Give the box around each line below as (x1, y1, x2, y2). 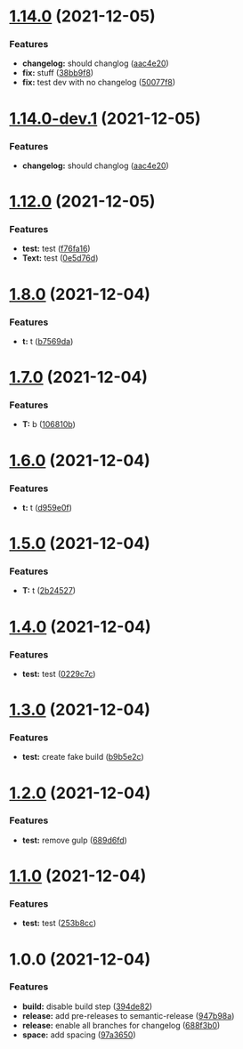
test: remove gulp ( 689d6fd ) (21, 835, 127, 845)
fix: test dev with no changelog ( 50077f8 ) (21, 77, 176, 88)
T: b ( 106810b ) (21, 419, 76, 430)
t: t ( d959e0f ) (21, 502, 73, 512)
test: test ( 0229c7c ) (21, 668, 96, 679)
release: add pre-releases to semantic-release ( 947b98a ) (21, 1010, 235, 1021)
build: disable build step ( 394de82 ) (21, 1001, 153, 1012)
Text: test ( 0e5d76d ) (21, 253, 99, 263)
